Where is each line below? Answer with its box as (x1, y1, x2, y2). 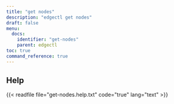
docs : (11, 31, 26, 37)
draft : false (6, 20, 39, 26)
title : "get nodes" (6, 8, 55, 15)
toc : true (6, 48, 31, 54)
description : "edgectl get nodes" (6, 14, 93, 20)
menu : (6, 25, 20, 32)
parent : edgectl (17, 42, 58, 48)
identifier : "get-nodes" (17, 36, 79, 42)
